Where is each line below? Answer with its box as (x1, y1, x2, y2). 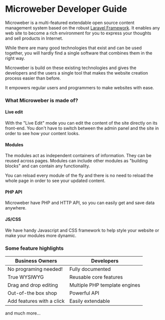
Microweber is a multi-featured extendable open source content (5, 20, 135, 26)
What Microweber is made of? (5, 97, 79, 104)
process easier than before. (5, 75, 61, 81)
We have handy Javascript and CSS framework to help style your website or (5, 227, 160, 233)
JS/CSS (5, 216, 21, 222)
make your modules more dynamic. (5, 232, 77, 239)
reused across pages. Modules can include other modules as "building (5, 158, 148, 164)
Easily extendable (69, 297, 110, 304)
